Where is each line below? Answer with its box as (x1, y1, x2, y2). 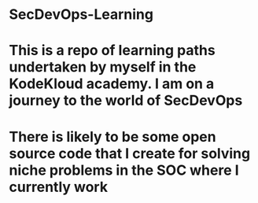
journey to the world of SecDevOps (9, 92, 243, 109)
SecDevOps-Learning (9, 6, 154, 24)
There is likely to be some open (9, 127, 216, 146)
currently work (9, 178, 109, 196)
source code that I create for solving (9, 144, 251, 162)
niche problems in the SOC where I (9, 161, 239, 179)
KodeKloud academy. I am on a (9, 75, 215, 93)
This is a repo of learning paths (9, 42, 216, 60)
